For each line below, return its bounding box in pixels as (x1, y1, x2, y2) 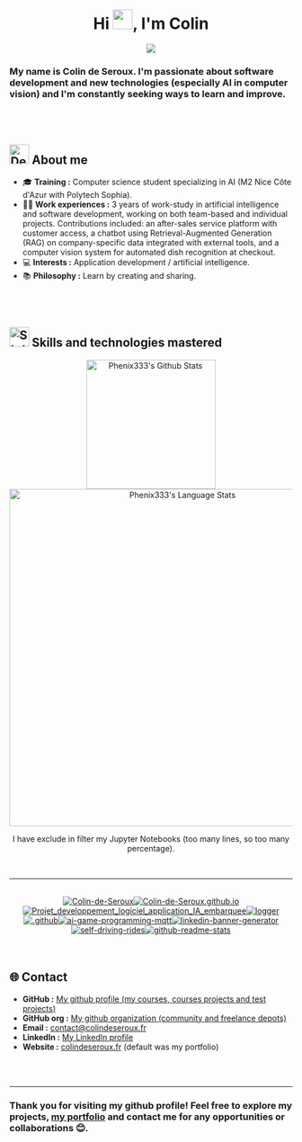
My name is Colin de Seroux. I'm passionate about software (9, 65, 274, 77)
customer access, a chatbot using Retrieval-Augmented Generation (22, 228, 272, 238)
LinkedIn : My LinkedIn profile (22, 1031, 134, 1042)
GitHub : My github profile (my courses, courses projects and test (22, 994, 267, 1004)
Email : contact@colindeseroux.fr (22, 1022, 147, 1033)
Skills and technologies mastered (31, 335, 223, 351)
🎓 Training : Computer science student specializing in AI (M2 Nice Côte (22, 176, 292, 188)
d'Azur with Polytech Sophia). (22, 190, 133, 201)
